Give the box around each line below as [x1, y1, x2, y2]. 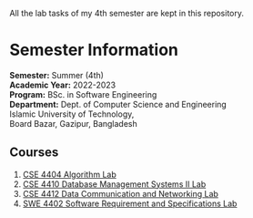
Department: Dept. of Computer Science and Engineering [9, 99, 228, 109]
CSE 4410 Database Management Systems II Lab [22, 178, 207, 190]
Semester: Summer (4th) [9, 69, 105, 80]
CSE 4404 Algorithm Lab [22, 169, 116, 180]
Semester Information [9, 40, 179, 60]
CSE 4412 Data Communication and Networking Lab [22, 188, 218, 199]
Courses [9, 145, 59, 161]
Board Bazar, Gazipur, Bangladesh [9, 118, 138, 129]
